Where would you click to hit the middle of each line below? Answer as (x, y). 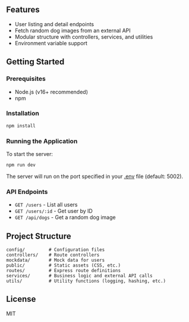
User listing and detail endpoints (54, 24)
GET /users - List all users (46, 205)
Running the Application (42, 141)
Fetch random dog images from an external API (73, 30)
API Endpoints (27, 192)
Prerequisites (26, 79)
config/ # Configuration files (56, 249)
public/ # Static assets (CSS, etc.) (63, 265)
